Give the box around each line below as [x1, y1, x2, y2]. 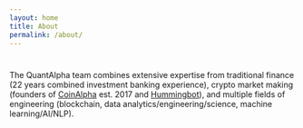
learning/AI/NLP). [9, 108, 74, 119]
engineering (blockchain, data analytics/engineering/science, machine [9, 98, 273, 109]
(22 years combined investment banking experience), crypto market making [9, 79, 294, 90]
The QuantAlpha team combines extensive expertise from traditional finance [9, 69, 295, 80]
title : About [9, 22, 59, 31]
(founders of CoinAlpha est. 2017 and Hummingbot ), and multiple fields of [9, 88, 286, 100]
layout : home [9, 13, 59, 23]
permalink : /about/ [9, 30, 83, 39]
